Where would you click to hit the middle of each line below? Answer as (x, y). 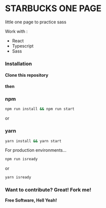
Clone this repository (27, 75)
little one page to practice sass (36, 22)
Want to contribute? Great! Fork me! (48, 190)
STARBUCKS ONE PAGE (53, 9)
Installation (19, 64)
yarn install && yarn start (33, 141)
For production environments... (36, 150)
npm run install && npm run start (40, 109)
